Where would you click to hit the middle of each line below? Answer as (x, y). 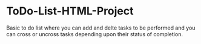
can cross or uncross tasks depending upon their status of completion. (95, 34)
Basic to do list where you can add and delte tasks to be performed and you (101, 28)
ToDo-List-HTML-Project (70, 11)
